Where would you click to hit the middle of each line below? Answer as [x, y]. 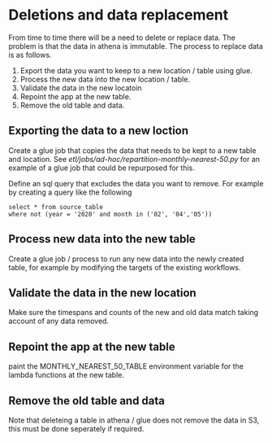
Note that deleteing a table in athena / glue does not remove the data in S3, [134, 420]
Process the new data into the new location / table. [105, 79]
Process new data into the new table [102, 239]
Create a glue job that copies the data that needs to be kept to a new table [132, 150]
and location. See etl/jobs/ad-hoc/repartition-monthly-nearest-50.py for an [134, 159]
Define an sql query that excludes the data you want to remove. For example [136, 183]
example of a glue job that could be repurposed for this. [101, 168]
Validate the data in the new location [102, 293]
